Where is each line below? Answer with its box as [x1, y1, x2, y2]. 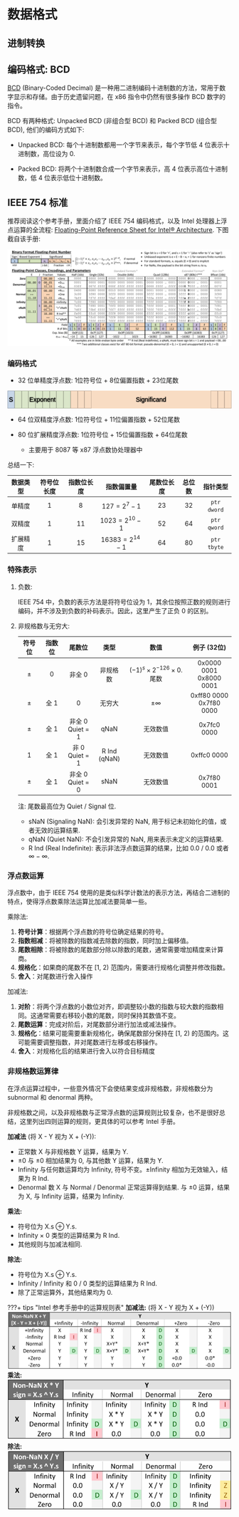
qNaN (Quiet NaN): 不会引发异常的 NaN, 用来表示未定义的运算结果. [28, 835, 224, 843]
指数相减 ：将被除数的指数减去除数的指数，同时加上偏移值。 [17, 937, 193, 945]
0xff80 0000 [190, 691, 229, 699]
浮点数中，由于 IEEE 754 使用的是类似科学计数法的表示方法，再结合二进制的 [7, 888, 230, 897]
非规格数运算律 [7, 1066, 59, 1076]
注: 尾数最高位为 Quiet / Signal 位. [17, 802, 117, 810]
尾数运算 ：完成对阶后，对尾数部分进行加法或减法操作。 [17, 1020, 180, 1029]
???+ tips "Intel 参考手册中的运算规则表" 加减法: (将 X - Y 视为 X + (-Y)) [7, 1303, 215, 1311]
